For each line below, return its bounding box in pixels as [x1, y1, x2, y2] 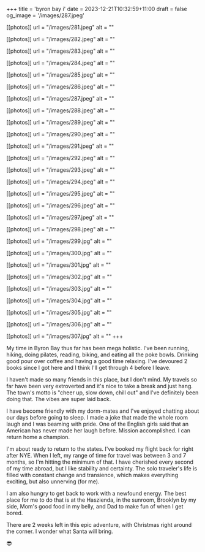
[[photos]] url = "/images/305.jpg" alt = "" [6, 309, 112, 316]
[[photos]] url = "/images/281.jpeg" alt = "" [6, 24, 114, 31]
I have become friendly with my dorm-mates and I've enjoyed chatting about [6, 407, 199, 415]
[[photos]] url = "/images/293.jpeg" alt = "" [6, 166, 115, 174]
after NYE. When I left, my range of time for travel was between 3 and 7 [6, 452, 187, 459]
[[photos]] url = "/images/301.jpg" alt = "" [6, 261, 111, 269]
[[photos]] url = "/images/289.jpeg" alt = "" [6, 119, 115, 126]
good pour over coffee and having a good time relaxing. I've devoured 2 [6, 358, 188, 364]
